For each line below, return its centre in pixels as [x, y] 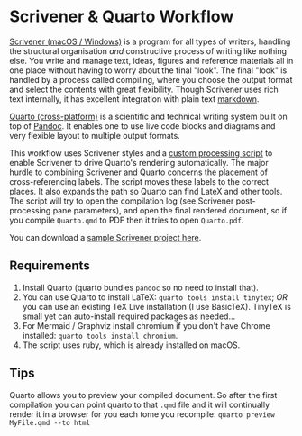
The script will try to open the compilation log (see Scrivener [122, 201]
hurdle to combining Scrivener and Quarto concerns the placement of [139, 172]
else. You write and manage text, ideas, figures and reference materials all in [151, 60]
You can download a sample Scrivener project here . [105, 237]
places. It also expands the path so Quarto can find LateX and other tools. [146, 191]
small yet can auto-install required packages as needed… [129, 316]
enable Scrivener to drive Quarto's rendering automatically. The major [139, 162]
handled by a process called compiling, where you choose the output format [151, 79]
